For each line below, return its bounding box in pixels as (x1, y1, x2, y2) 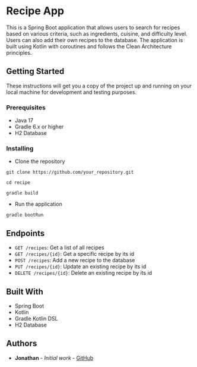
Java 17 (14, 117, 34, 124)
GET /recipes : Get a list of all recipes (14, 244, 105, 251)
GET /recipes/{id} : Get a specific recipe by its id (14, 250, 135, 258)
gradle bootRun (6, 212, 44, 218)
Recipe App (6, 4, 64, 18)
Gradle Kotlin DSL (14, 315, 58, 322)
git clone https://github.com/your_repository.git (6, 170, 134, 175)
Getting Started (6, 67, 65, 77)
